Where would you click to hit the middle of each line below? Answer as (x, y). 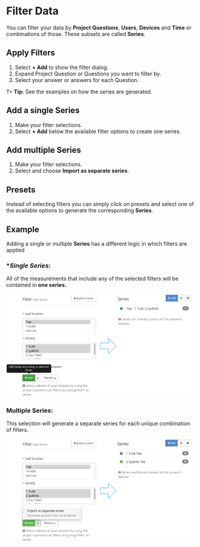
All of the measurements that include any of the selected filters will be (92, 279)
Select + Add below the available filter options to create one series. (98, 131)
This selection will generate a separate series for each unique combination (98, 424)
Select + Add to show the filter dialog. (62, 67)
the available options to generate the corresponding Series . (80, 210)
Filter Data (32, 11)
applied (16, 250)
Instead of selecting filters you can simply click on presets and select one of (100, 204)
